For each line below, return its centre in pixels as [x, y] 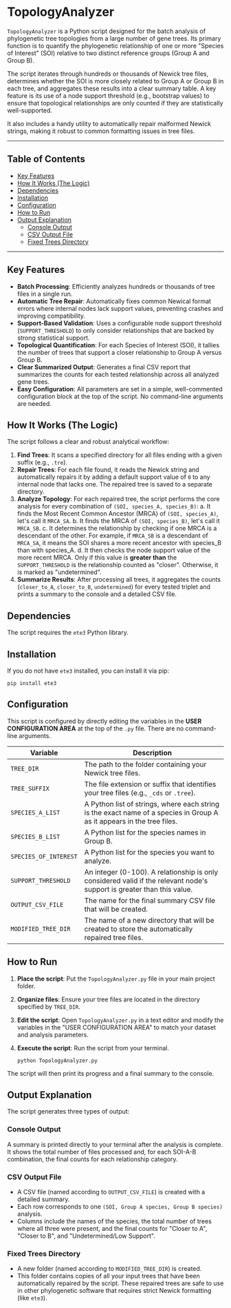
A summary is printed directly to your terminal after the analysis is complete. [115, 1144]
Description [152, 753]
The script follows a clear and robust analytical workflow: [88, 442]
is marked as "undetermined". [59, 572]
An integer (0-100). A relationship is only [151, 872]
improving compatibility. [51, 316]
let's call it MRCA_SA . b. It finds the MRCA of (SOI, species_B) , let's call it [118, 521]
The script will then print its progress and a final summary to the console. [111, 1073]
